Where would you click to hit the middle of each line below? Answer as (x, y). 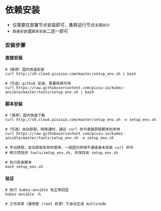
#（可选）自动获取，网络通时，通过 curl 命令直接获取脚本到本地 (63, 129)
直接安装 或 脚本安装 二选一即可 (40, 31)
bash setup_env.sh (24, 167)
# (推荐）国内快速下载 (25, 115)
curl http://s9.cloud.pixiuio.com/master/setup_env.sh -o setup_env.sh (80, 120)
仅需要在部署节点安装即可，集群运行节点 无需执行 (61, 25)
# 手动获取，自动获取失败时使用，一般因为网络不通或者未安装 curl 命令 (69, 148)
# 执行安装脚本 (19, 162)
